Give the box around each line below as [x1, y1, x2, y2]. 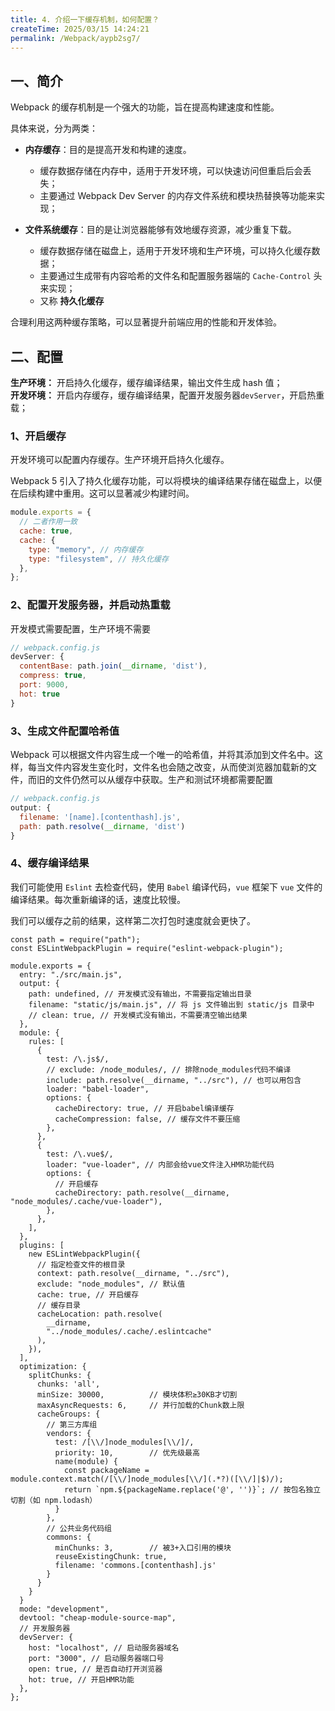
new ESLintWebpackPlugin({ [28, 1249, 141, 1259]
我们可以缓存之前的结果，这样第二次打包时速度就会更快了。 [10, 914, 256, 926]
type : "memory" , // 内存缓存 [28, 544, 144, 555]
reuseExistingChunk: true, [54, 1551, 168, 1561]
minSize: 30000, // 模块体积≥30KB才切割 [36, 1389, 238, 1400]
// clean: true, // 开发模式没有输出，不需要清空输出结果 [28, 1010, 248, 1020]
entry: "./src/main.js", [19, 969, 123, 980]
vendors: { [46, 1428, 92, 1438]
